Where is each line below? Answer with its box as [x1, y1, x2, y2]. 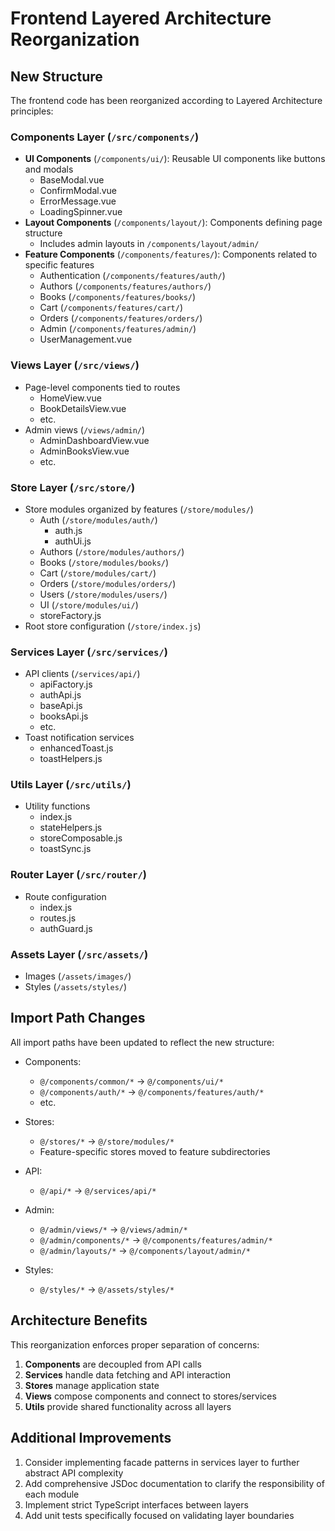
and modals [24, 163, 74, 176]
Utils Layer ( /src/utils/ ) [10, 778, 132, 792]
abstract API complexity [24, 1467, 124, 1479]
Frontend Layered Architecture [10, 7, 272, 30]
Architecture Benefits [10, 1312, 148, 1329]
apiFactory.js [39, 678, 93, 691]
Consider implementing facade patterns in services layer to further [24, 1456, 300, 1468]
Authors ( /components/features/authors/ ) [39, 280, 212, 292]
